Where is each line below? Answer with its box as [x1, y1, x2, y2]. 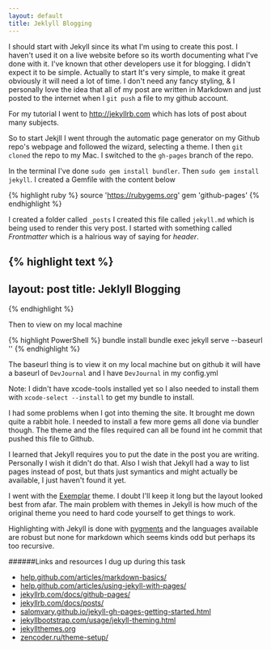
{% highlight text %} [8, 255, 114, 268]
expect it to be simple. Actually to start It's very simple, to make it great [8, 67, 245, 77]
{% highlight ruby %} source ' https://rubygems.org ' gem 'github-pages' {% [8, 190, 260, 200]
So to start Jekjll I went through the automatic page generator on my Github [8, 133, 260, 142]
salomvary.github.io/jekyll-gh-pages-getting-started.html [19, 606, 212, 616]
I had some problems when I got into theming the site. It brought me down [8, 407, 255, 417]
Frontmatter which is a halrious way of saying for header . [8, 231, 200, 241]
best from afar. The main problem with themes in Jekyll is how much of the [8, 499, 258, 509]
